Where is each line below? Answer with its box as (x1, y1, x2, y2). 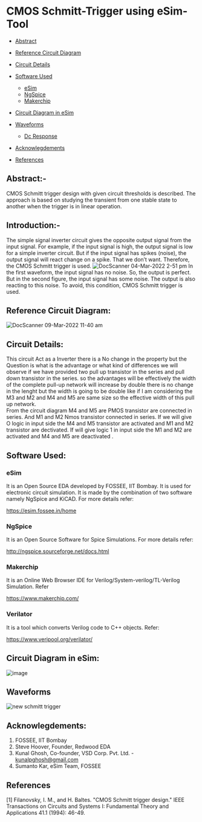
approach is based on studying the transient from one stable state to (6, 196, 177, 203)
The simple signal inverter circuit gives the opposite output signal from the (6, 236, 192, 243)
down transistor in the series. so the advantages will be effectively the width (6, 375, 197, 382)
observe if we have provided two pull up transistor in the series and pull (6, 369, 184, 376)
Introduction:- (6, 220, 60, 231)
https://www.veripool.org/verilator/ (6, 636, 93, 643)
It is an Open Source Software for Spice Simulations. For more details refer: (6, 536, 194, 543)
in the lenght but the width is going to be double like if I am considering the (6, 387, 193, 395)
